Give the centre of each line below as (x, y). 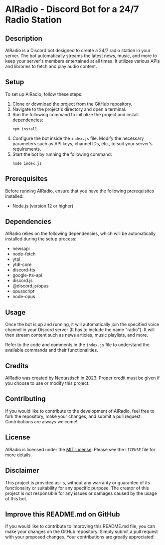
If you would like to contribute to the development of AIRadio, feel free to (80, 411)
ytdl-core (22, 264)
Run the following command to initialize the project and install (75, 114)
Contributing (25, 399)
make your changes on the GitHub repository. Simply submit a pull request (82, 531)
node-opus (24, 297)
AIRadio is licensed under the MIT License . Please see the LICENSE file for (80, 449)
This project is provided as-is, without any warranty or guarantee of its (78, 482)
